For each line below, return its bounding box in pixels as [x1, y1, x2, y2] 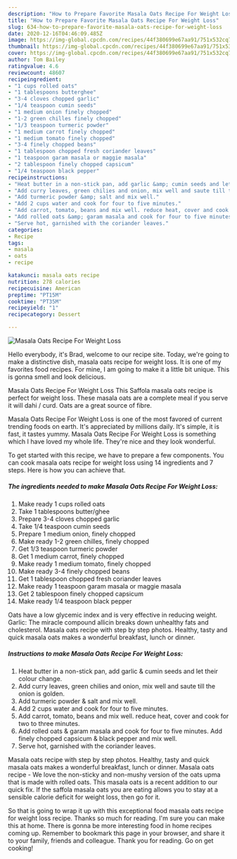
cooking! [8, 844, 34, 852]
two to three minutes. [18, 719, 80, 727]
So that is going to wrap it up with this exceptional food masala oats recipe [8, 806, 224, 815]
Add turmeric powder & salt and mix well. [18, 696, 138, 705]
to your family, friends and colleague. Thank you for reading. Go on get [8, 836, 214, 845]
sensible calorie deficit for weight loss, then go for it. [8, 793, 161, 801]
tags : [8, 239, 24, 246]
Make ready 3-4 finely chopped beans [18, 567, 130, 575]
